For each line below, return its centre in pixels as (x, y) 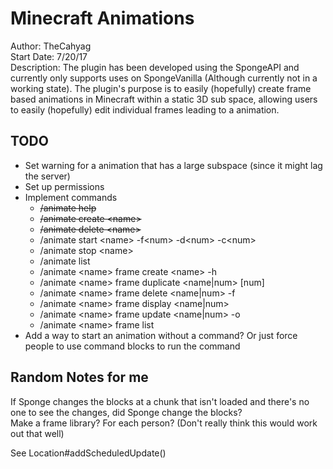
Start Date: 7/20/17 (49, 56)
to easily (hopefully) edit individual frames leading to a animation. (145, 109)
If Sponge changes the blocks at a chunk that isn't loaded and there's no (160, 401)
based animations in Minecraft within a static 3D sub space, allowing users (164, 99)
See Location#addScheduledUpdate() (88, 453)
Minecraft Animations (102, 18)
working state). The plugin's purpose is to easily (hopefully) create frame (161, 88)
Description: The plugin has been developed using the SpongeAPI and (155, 67)
